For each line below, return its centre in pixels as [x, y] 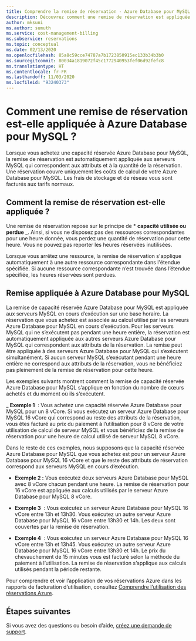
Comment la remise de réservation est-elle [86, 202]
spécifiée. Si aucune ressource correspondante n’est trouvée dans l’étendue [98, 269]
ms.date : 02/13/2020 [31, 50]
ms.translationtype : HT [35, 66]
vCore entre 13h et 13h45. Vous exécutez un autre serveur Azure [93, 544]
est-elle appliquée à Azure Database [97, 124]
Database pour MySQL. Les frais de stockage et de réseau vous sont [89, 177]
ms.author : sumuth [28, 28]
